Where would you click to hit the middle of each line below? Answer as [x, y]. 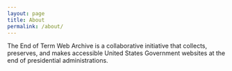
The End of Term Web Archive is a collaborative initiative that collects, [107, 46]
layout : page [26, 13]
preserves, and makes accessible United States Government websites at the [116, 53]
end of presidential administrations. [58, 61]
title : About [26, 20]
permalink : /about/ [35, 26]
